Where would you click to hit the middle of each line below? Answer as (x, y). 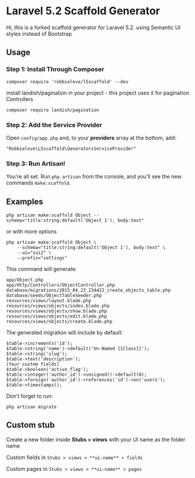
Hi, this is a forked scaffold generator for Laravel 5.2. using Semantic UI (93, 27)
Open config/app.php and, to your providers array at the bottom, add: (91, 137)
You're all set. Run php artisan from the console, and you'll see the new (94, 177)
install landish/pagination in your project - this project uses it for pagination (98, 93)
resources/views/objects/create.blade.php (59, 322)
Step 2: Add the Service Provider (54, 125)
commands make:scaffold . (39, 183)
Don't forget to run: (30, 396)
